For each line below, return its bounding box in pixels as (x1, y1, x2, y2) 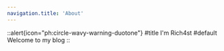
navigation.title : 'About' (7, 10, 84, 17)
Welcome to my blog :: (7, 35, 70, 44)
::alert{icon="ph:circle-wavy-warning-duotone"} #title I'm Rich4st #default (7, 29, 217, 37)
